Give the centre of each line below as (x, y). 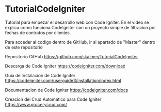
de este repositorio (24, 47)
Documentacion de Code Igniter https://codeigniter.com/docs (67, 90)
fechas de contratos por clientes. (38, 32)
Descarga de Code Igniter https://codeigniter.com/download (65, 66)
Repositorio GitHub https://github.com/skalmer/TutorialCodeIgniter (72, 56)
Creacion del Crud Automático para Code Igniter (53, 99)
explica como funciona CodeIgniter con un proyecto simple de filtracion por (80, 27)
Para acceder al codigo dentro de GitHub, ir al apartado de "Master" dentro (80, 42)
